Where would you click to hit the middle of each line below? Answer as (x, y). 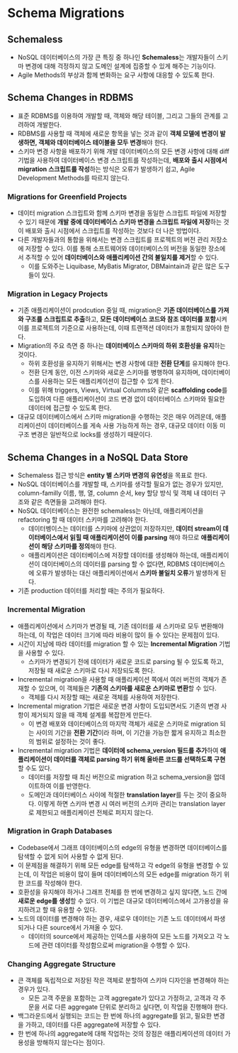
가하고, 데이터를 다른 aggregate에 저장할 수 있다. (93, 1025)
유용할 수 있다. (77, 910)
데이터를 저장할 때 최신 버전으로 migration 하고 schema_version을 (120, 777)
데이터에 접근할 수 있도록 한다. (70, 408)
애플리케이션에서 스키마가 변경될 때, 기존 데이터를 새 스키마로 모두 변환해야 (121, 626)
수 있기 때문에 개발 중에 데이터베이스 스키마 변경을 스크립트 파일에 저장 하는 (119, 222)
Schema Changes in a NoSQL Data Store (98, 457)
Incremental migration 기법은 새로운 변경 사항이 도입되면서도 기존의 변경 (118, 706)
